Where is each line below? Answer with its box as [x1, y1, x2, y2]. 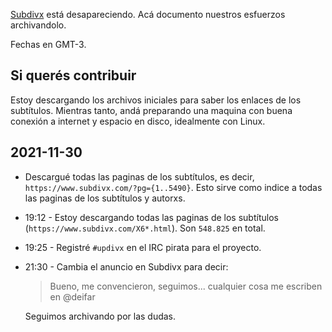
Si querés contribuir [10, 67, 137, 84]
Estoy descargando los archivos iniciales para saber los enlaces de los [10, 94, 302, 106]
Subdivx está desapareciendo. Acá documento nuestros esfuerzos [10, 9, 286, 20]
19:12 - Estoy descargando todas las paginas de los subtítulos [24, 211, 279, 223]
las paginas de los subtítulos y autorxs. [24, 192, 186, 204]
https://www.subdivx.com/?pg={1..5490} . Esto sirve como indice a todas [24, 181, 323, 193]
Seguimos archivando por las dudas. [24, 310, 177, 322]
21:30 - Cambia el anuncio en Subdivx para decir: [24, 260, 229, 273]
